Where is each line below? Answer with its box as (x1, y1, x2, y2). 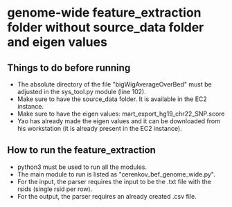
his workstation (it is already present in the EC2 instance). (17, 125, 182, 132)
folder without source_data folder (7, 19, 204, 35)
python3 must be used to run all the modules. (17, 163, 148, 171)
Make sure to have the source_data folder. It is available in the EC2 (17, 95, 208, 103)
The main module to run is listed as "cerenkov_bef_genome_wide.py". (17, 170, 216, 178)
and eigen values (7, 35, 107, 50)
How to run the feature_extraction (7, 144, 156, 156)
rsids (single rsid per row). (17, 185, 93, 193)
